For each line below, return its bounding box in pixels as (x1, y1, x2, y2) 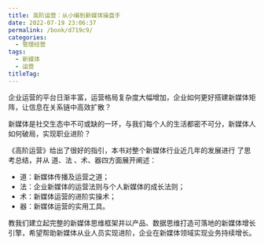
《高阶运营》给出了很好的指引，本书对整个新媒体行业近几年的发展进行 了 (8, 145, 244, 155)
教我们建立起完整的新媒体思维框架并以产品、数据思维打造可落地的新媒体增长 (8, 218, 256, 228)
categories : (8, 33, 47, 42)
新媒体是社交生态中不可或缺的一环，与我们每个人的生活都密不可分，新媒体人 (8, 119, 256, 128)
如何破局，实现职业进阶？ (8, 129, 91, 138)
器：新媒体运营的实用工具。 (19, 201, 110, 210)
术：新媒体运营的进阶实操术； (19, 192, 116, 201)
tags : (8, 48, 26, 56)
